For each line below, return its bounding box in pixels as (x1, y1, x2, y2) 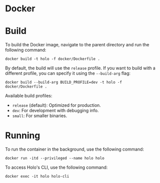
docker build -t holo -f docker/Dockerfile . (5, 57, 100, 61)
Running (5, 130, 40, 141)
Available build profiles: (5, 93, 53, 99)
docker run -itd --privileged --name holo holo (5, 156, 105, 161)
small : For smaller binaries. (12, 113, 67, 119)
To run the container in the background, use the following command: (5, 146, 144, 152)
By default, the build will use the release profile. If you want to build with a (5, 65, 156, 71)
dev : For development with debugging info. (12, 108, 99, 114)
